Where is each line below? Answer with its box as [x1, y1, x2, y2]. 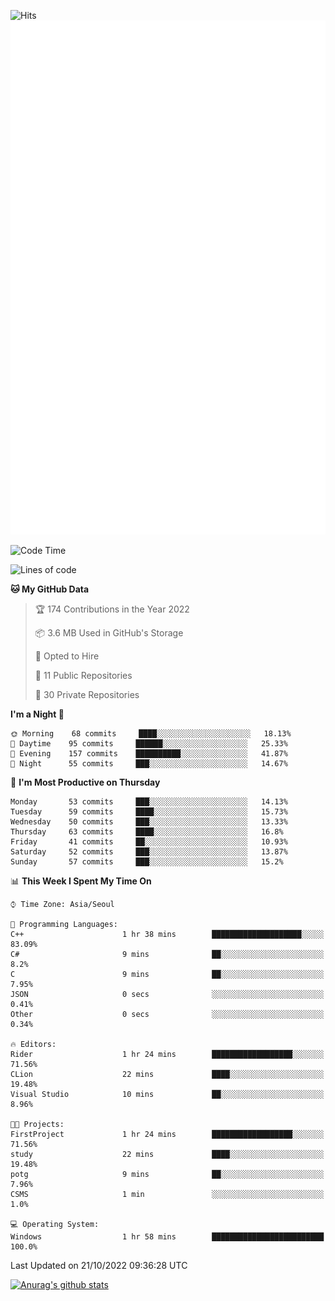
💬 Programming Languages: [10, 919, 118, 929]
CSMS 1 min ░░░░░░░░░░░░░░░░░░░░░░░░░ [10, 1189, 325, 1199]
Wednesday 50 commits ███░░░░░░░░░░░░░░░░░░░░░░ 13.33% [10, 816, 288, 827]
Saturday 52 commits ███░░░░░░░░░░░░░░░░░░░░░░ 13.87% [10, 846, 288, 857]
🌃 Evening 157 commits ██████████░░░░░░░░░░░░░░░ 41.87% [10, 748, 288, 759]
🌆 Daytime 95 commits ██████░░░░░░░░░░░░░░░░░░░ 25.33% [10, 738, 288, 749]
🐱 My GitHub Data [10, 583, 90, 595]
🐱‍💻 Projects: [10, 1119, 65, 1129]
